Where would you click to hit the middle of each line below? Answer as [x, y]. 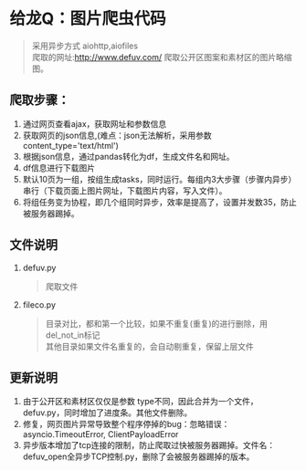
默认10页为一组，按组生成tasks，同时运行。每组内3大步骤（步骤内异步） [159, 179]
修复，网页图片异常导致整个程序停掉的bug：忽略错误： [126, 424]
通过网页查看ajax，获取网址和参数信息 [95, 123]
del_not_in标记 [73, 335]
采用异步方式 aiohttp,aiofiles [85, 46]
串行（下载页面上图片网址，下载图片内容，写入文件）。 [125, 190]
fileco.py [39, 304]
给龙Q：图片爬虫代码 [88, 19]
